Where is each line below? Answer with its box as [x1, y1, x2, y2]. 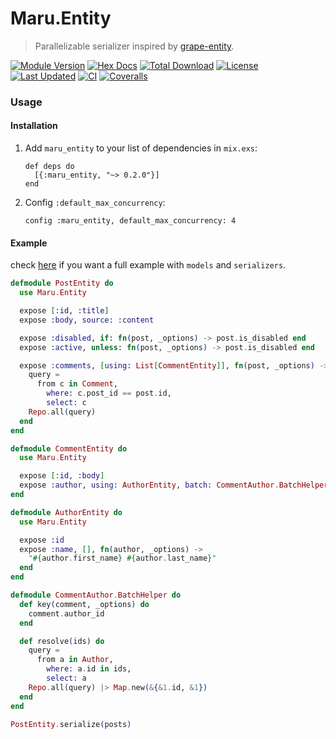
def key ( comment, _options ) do [19, 599, 150, 609]
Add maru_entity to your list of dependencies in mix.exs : [24, 142, 258, 154]
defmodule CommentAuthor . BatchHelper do [10, 590, 182, 601]
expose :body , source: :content [19, 315, 155, 325]
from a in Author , [36, 655, 114, 665]
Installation [10, 120, 58, 132]
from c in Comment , [36, 379, 118, 389]
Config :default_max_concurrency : [24, 197, 166, 209]
